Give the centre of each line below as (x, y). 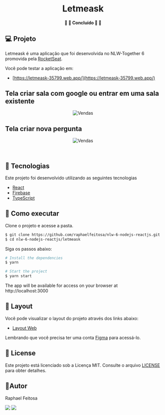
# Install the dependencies (34, 258)
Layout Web (24, 328)
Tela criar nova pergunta (44, 129)
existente (20, 101)
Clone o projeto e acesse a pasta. (39, 225)
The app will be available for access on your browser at (62, 285)
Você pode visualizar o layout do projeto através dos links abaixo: (72, 318)
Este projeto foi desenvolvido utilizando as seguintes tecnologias (71, 178)
